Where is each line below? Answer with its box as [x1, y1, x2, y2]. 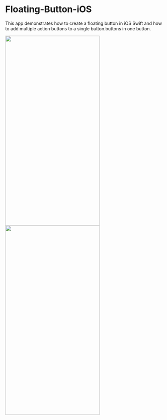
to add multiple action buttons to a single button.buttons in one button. [5, 25, 151, 31]
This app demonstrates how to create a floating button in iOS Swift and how [5, 20, 162, 26]
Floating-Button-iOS [5, 4, 92, 15]
